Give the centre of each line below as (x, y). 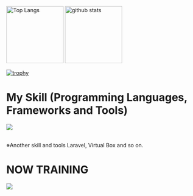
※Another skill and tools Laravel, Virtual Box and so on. (75, 145)
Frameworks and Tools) (67, 110)
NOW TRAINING (47, 170)
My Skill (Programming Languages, (97, 98)
